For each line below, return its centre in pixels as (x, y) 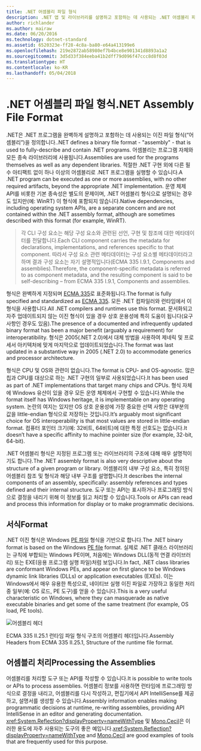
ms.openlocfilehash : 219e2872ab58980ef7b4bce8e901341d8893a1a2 (87, 51)
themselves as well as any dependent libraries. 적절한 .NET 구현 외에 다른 (95, 165)
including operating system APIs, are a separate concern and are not (91, 208)
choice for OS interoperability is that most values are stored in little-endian (98, 421)
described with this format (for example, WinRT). (66, 221)
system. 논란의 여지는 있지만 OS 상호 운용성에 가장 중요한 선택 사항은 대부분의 (98, 407)
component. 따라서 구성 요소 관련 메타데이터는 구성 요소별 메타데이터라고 (107, 255)
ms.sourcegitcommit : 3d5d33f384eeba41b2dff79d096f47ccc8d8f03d (87, 56)
